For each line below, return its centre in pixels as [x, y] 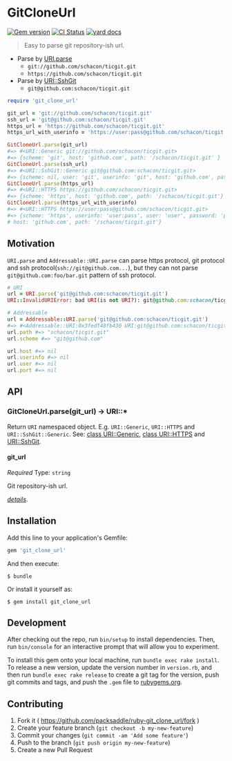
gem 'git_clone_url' [37, 550]
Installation [32, 521]
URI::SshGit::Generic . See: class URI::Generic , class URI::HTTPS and [106, 434]
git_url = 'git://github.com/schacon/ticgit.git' [80, 113]
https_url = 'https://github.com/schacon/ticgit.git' [86, 126]
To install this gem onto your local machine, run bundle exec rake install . [113, 660]
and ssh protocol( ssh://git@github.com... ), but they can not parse [103, 267]
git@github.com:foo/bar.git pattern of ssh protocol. [82, 275]
